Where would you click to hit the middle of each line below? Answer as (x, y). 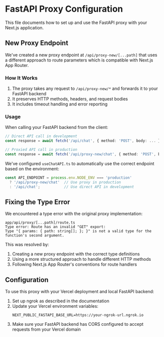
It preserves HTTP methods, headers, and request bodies (70, 99)
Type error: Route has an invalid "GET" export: (55, 227)
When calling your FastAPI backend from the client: (57, 127)
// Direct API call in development (41, 136)
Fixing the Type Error (38, 202)
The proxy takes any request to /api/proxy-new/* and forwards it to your (85, 88)
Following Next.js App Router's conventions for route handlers (75, 264)
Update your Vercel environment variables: (55, 306)
